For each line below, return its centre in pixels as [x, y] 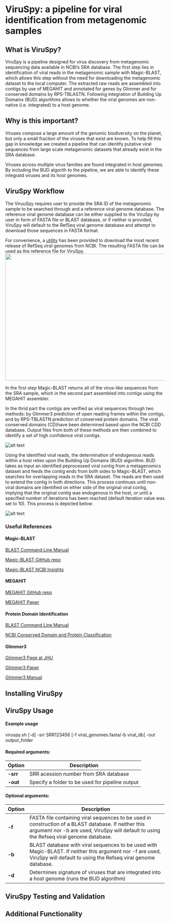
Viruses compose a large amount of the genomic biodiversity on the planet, [84, 133]
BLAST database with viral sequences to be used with [94, 845]
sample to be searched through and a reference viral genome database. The [85, 209]
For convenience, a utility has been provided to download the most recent [82, 240]
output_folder [19, 740]
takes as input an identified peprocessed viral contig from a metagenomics [83, 466]
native [12, 105]
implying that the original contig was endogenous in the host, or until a [79, 493]
